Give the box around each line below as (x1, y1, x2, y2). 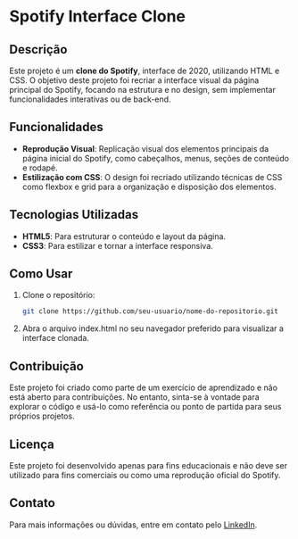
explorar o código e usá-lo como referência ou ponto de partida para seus (9, 402, 282, 412)
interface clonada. (21, 333, 89, 344)
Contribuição (9, 359, 85, 374)
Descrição (9, 42, 68, 57)
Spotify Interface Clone (9, 6, 186, 27)
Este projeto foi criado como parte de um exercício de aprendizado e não (9, 382, 278, 394)
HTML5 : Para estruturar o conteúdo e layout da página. (21, 230, 226, 242)
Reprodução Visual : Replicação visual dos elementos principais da (21, 143, 269, 153)
